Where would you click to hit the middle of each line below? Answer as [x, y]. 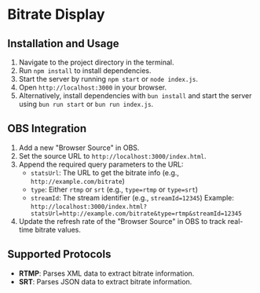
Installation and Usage [63, 44]
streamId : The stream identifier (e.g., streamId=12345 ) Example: [132, 197]
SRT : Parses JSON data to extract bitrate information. [105, 281]
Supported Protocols [59, 254]
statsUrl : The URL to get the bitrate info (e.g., [105, 172]
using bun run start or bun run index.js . [86, 104]
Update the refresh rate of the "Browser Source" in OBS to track [122, 221]
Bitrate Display [56, 15]
